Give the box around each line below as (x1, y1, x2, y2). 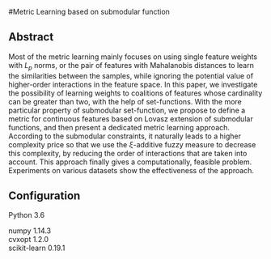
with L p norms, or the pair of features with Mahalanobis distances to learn (8, 60, 255, 72)
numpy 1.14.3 (8, 226, 52, 236)
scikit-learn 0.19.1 (8, 243, 66, 253)
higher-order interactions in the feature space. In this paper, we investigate (8, 79, 258, 89)
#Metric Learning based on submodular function (8, 7, 170, 16)
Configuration (8, 189, 81, 202)
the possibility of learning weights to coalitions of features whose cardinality (8, 88, 263, 98)
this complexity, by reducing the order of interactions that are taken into (8, 148, 248, 158)
